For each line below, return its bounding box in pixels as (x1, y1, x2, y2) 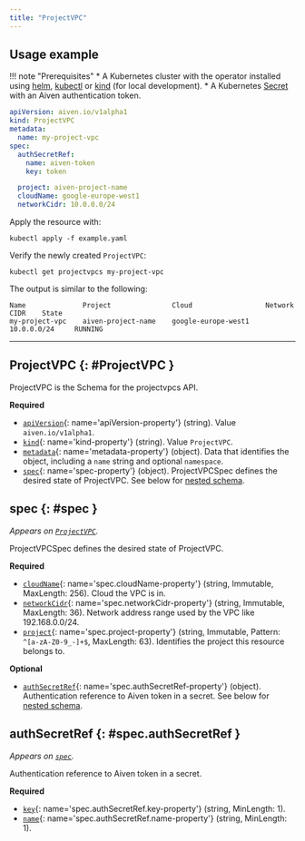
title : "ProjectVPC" (9, 13, 88, 23)
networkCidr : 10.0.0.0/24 (17, 200, 116, 210)
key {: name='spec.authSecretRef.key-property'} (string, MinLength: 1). (22, 803, 286, 814)
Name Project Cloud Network (9, 301, 295, 310)
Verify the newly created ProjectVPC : (9, 250, 147, 261)
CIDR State (9, 309, 64, 318)
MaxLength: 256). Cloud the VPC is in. (22, 587, 166, 599)
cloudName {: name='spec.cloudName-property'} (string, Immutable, (22, 578, 274, 589)
